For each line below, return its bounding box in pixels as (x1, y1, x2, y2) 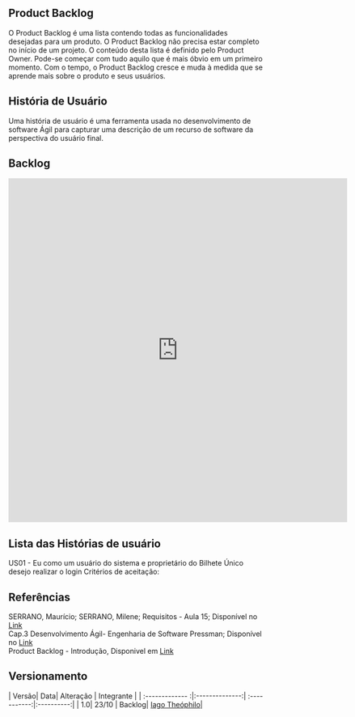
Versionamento (8, 669, 88, 683)
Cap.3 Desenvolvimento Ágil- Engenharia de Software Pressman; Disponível (8, 629, 262, 639)
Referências (8, 590, 71, 604)
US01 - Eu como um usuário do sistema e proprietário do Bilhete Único (8, 558, 244, 568)
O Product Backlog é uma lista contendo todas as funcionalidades (8, 28, 228, 37)
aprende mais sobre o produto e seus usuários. (8, 70, 166, 80)
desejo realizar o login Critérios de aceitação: (8, 566, 160, 577)
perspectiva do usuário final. (8, 133, 104, 142)
